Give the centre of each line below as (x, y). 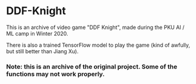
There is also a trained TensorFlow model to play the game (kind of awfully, (98, 45)
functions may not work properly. (56, 74)
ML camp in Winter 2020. (37, 33)
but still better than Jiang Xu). (42, 51)
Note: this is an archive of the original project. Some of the (92, 66)
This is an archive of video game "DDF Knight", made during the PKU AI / (95, 27)
